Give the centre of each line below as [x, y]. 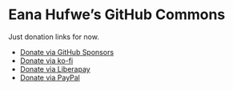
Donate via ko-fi [46, 61]
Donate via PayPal [50, 77]
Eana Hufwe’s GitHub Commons [117, 15]
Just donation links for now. [54, 37]
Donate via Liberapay [55, 68]
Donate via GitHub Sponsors [67, 52]
